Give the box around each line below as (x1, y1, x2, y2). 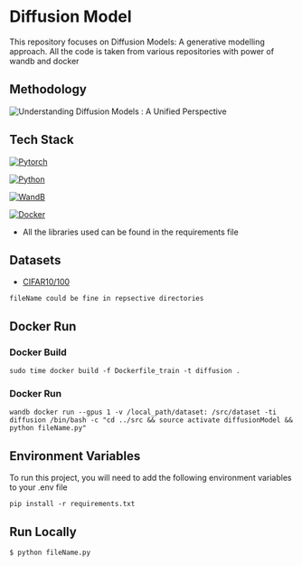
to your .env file (9, 482, 68, 493)
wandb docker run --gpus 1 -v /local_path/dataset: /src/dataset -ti (9, 408, 278, 417)
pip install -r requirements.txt (9, 500, 136, 509)
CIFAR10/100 (22, 276, 71, 287)
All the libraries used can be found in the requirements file (22, 226, 240, 237)
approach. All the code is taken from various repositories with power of (9, 45, 274, 56)
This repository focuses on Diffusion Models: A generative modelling (9, 36, 265, 47)
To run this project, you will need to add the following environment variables (9, 473, 292, 484)
